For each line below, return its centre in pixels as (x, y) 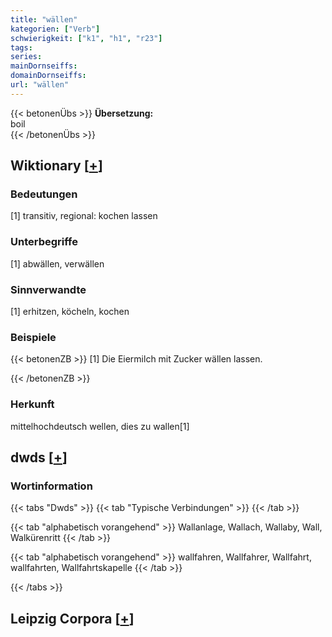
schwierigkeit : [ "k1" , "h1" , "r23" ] (86, 38)
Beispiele (33, 337)
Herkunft (32, 404)
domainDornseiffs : (48, 76)
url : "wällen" (40, 85)
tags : (21, 47)
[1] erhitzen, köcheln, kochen (70, 312)
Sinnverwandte (48, 289)
